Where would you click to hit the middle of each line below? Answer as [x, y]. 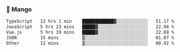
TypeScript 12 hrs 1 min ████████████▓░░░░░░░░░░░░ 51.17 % [90, 22]
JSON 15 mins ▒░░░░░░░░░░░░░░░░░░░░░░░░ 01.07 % [90, 37]
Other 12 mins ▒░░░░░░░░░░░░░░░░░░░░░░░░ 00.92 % [90, 43]
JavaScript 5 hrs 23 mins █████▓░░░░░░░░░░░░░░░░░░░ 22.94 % [90, 27]
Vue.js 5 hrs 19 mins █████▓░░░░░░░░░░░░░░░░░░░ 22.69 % [90, 32]
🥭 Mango [19, 9]
